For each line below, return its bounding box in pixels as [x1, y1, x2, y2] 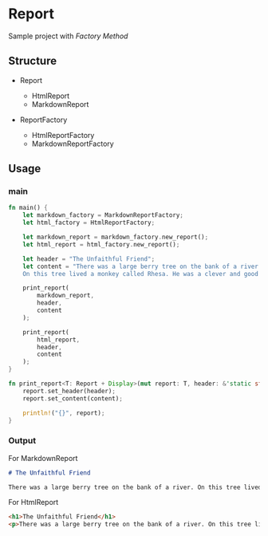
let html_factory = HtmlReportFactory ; [22, 219, 156, 227]
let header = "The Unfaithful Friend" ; [22, 254, 156, 263]
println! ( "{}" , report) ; [22, 408, 105, 417]
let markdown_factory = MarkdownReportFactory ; [22, 211, 183, 219]
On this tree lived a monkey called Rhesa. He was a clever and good [22, 270, 259, 278]
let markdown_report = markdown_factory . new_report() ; [22, 233, 209, 242]
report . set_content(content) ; [22, 394, 124, 403]
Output [8, 436, 37, 447]
